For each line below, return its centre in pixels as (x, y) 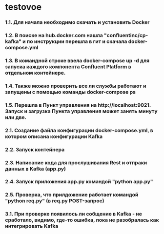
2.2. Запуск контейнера (35, 149)
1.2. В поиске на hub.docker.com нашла (54, 36)
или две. (16, 117)
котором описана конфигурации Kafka (54, 136)
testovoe (23, 7)
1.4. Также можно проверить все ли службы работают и (76, 86)
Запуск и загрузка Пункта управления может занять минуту (81, 111)
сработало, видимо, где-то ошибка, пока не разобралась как (82, 220)
